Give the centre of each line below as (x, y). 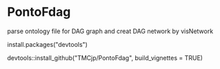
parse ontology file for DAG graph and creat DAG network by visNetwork (110, 31)
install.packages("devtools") (48, 44)
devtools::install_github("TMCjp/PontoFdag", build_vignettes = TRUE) (105, 58)
